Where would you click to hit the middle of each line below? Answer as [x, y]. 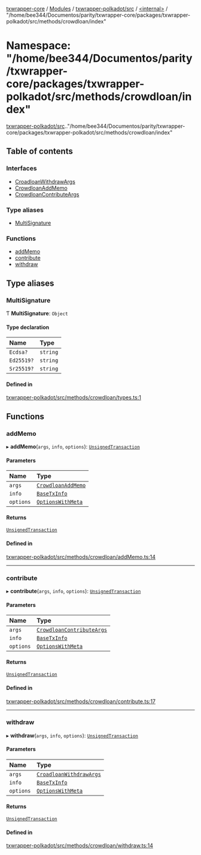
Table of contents [39, 152]
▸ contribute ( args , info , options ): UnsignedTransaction [74, 591]
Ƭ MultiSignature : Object [37, 313]
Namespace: [39, 46]
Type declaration [28, 327]
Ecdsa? [19, 352]
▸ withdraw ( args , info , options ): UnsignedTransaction [72, 736]
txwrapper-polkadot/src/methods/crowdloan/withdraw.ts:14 [80, 845]
